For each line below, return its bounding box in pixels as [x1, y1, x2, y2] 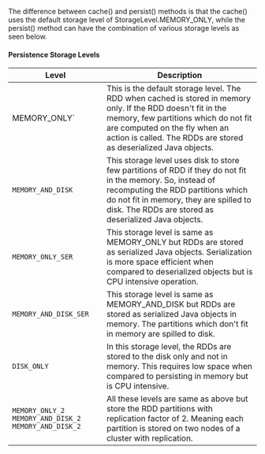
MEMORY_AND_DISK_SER [12, 310, 89, 318]
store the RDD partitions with [106, 404, 213, 415]
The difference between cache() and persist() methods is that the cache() [8, 7, 248, 16]
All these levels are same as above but [106, 393, 248, 404]
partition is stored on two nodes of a [106, 423, 241, 434]
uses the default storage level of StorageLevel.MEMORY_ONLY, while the [8, 15, 246, 24]
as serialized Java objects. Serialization [106, 247, 252, 258]
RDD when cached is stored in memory [106, 93, 251, 104]
